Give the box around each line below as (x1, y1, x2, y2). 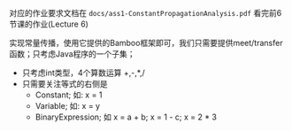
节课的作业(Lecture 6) (9, 19, 88, 29)
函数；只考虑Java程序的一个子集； (9, 49, 135, 59)
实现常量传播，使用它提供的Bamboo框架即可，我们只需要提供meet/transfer (9, 38, 283, 48)
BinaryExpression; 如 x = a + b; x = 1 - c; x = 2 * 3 (35, 112, 217, 122)
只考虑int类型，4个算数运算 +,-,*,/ (21, 67, 145, 78)
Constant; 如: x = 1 (35, 89, 103, 100)
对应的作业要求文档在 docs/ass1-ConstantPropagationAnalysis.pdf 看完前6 (9, 8, 282, 18)
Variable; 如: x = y (35, 101, 100, 111)
